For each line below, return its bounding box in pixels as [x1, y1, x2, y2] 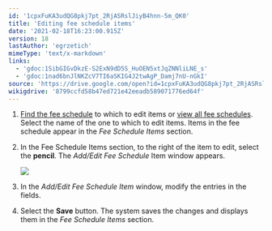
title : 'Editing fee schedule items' [8, 19, 136, 28]
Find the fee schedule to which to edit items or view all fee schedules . [19, 109, 253, 119]
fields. [19, 190, 41, 200]
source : [8, 79, 35, 88]
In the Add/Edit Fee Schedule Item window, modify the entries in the [19, 182, 247, 191]
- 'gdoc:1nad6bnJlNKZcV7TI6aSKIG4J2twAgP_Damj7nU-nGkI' [15, 72, 208, 80]
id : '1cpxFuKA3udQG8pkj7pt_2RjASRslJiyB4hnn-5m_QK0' [8, 11, 190, 20]
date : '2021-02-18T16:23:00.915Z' [8, 27, 125, 35]
